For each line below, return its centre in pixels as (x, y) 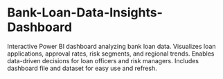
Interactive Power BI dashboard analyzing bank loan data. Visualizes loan (111, 46)
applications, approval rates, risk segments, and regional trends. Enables (111, 54)
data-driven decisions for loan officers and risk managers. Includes (103, 60)
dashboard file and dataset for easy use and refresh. (82, 68)
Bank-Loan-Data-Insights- (85, 13)
